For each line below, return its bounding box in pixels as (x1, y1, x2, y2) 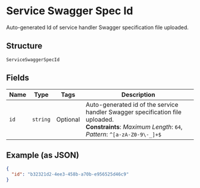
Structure (6, 41, 43, 51)
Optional (56, 115, 80, 123)
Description (121, 90, 156, 98)
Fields (6, 73, 30, 83)
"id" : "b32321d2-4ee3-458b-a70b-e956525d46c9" (11, 171, 129, 177)
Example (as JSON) (6, 150, 79, 160)
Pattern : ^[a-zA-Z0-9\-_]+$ (85, 130, 162, 138)
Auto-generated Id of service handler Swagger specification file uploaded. (6, 24, 189, 31)
